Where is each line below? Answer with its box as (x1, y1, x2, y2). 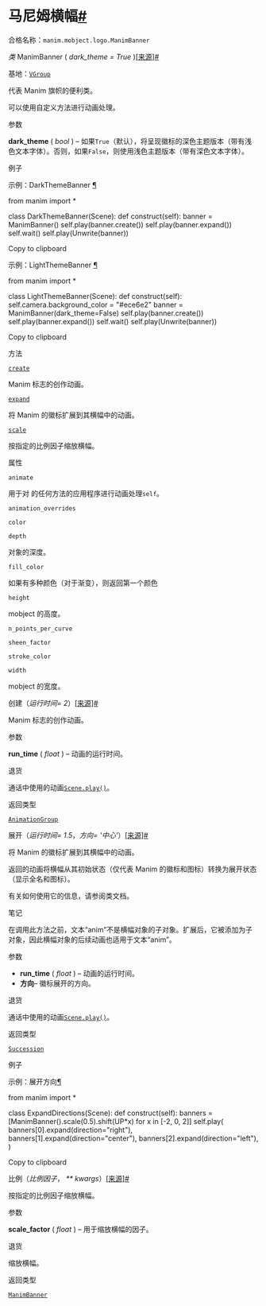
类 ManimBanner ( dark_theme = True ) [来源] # (8, 52, 160, 61)
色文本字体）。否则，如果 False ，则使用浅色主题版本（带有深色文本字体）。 (8, 146, 249, 156)
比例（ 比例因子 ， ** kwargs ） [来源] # (8, 1173, 129, 1183)
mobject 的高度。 (8, 609, 65, 618)
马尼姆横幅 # (8, 7, 87, 25)
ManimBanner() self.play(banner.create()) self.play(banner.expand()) (8, 219, 233, 229)
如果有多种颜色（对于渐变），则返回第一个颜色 (8, 578, 158, 587)
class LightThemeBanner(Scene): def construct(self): (8, 291, 183, 300)
